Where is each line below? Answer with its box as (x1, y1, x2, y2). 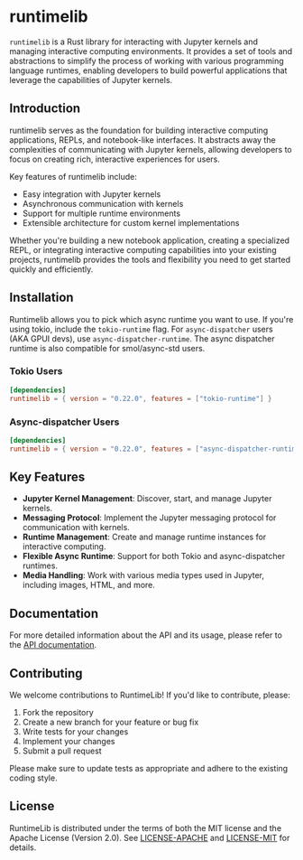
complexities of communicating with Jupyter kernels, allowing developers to (9, 144, 292, 154)
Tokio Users (9, 365, 63, 378)
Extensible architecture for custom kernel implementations (22, 217, 240, 228)
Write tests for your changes (22, 726, 129, 737)
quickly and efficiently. (9, 264, 94, 275)
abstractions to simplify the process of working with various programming (9, 55, 284, 66)
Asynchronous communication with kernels (22, 198, 184, 209)
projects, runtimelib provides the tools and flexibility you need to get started (9, 254, 291, 265)
